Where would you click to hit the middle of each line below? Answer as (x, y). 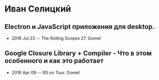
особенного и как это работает (54, 61)
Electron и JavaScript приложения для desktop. (79, 27)
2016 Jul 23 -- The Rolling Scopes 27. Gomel (56, 38)
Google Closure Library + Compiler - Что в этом (78, 53)
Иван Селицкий (38, 9)
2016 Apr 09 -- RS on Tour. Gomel (46, 72)
